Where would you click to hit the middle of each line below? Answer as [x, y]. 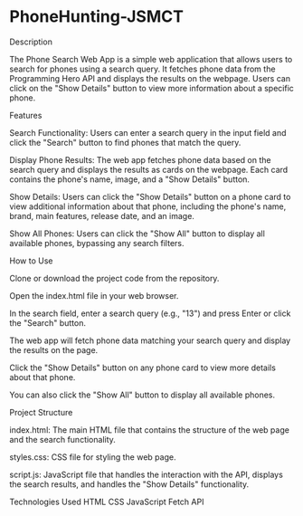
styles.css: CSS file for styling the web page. [93, 457]
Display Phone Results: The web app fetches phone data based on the [140, 159]
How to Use [31, 261]
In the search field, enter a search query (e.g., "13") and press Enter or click [150, 313]
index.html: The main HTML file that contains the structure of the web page [149, 430]
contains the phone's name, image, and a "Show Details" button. [130, 179]
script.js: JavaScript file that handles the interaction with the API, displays [146, 474]
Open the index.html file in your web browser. [94, 295]
